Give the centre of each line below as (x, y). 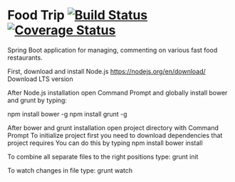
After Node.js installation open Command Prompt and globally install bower (117, 92)
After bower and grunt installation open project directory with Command (113, 127)
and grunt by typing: (37, 100)
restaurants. (25, 58)
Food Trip (36, 15)
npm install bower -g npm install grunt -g (67, 114)
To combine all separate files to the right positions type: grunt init (103, 156)
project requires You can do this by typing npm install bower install (105, 143)
